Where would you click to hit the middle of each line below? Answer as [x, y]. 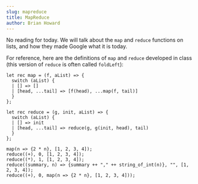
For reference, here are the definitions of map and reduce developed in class [99, 58]
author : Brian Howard [33, 23]
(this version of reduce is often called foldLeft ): [65, 64]
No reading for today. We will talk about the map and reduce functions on [95, 40]
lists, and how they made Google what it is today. [67, 46]
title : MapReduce [28, 17]
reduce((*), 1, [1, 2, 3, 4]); [45, 160]
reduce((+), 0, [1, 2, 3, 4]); [45, 155]
